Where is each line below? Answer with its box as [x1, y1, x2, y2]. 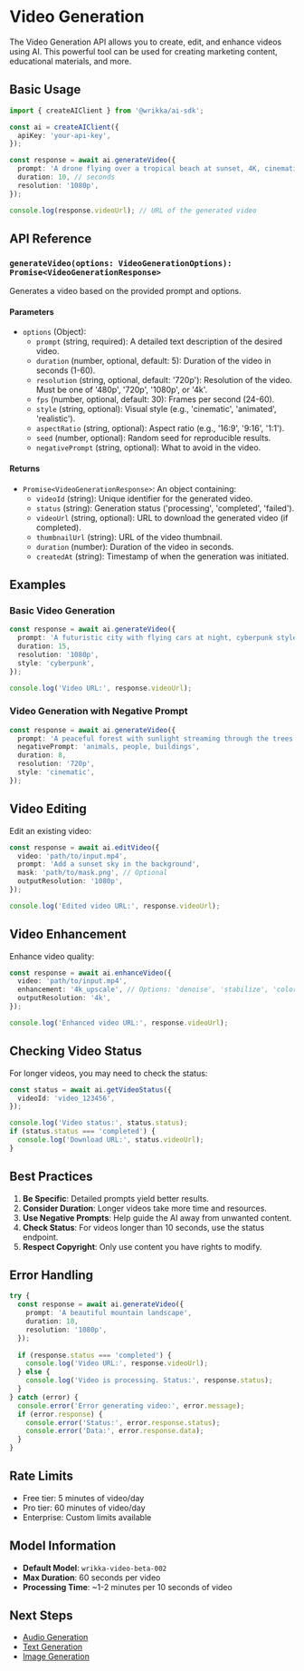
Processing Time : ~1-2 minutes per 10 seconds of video [22, 1581, 233, 1592]
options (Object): [22, 327, 87, 338]
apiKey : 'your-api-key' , [17, 131, 111, 140]
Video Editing [9, 801, 88, 817]
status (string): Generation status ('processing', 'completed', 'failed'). [35, 502, 295, 514]
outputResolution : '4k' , [17, 994, 111, 1003]
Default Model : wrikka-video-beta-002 [22, 1562, 167, 1573]
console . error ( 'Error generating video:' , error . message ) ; [17, 1401, 245, 1411]
